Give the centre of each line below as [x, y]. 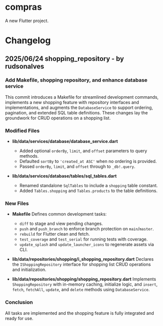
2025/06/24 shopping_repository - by [65, 59]
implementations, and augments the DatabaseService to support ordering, [79, 108]
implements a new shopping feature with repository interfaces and [72, 102]
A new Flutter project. [27, 21]
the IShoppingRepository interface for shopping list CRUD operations [81, 265]
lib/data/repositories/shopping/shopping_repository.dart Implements [84, 279]
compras [23, 7]
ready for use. [19, 318]
